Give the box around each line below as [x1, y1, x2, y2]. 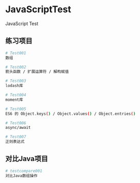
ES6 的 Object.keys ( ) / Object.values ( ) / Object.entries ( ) [5, 111, 136, 116]
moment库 [5, 97, 23, 102]
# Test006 [5, 120, 27, 126]
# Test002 [5, 64, 27, 70]
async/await [5, 125, 31, 130]
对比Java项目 [5, 154, 48, 163]
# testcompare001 [5, 168, 43, 173]
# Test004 [5, 93, 27, 98]
